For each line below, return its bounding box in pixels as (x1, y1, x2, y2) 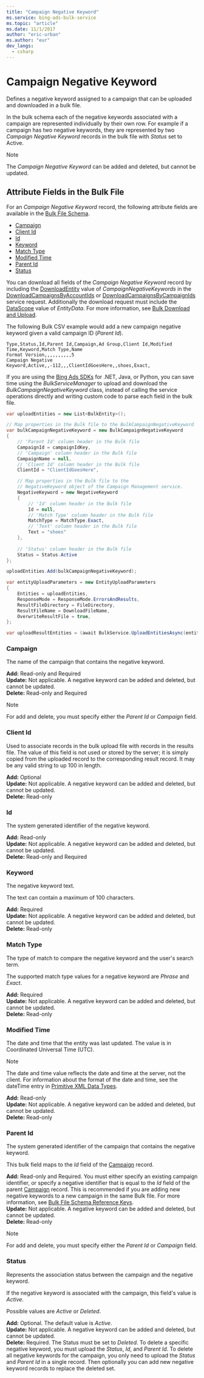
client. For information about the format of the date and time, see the (6, 1076, 178, 1083)
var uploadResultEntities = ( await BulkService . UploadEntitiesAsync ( (6, 630, 186, 636)
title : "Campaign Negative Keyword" (6, 9, 99, 15)
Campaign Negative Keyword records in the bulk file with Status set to (6, 132, 183, 140)
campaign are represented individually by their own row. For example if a (6, 119, 188, 127)
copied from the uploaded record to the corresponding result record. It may (6, 755, 195, 762)
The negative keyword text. (6, 882, 75, 890)
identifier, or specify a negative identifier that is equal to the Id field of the (6, 1179, 190, 1187)
